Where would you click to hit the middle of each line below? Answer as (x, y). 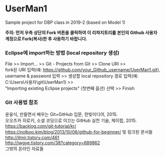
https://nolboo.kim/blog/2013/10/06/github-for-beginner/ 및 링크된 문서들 (79, 132)
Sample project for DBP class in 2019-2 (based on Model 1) (65, 22)
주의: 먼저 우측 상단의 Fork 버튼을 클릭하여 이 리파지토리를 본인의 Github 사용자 (81, 32)
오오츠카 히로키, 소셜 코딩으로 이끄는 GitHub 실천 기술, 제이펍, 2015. (71, 120)
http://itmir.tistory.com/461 (32, 137)
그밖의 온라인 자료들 (24, 149)
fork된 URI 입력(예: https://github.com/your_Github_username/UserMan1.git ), (83, 70)
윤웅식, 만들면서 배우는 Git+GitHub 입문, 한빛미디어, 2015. (61, 114)
